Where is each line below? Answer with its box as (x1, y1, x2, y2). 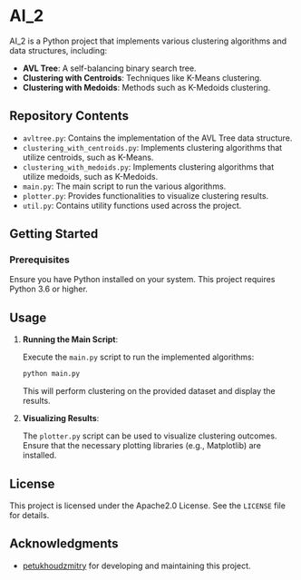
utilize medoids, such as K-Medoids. (22, 171, 159, 182)
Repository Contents (9, 108, 130, 123)
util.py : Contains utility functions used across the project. (22, 200, 242, 211)
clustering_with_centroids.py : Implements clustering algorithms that (22, 142, 283, 152)
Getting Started (9, 226, 99, 241)
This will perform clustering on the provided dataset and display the (22, 386, 276, 397)
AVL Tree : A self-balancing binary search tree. (22, 63, 197, 74)
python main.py (22, 369, 81, 378)
